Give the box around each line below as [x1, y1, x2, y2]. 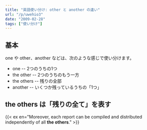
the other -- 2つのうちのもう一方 [12, 72, 79, 78]
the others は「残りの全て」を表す [5, 100, 111, 109]
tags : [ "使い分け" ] [5, 21, 43, 26]
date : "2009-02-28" [5, 16, 46, 21]
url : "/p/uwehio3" [5, 12, 43, 17]
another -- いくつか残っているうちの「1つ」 [12, 84, 102, 90]
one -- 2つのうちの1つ [12, 66, 58, 72]
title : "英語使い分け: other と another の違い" [5, 7, 100, 12]
